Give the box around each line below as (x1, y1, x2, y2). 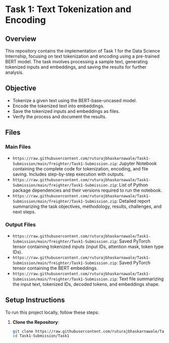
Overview (5, 34, 37, 43)
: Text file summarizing (117, 276, 164, 282)
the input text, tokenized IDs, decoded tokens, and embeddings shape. (12, 281, 160, 287)
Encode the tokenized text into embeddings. (12, 103, 104, 109)
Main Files (5, 143, 31, 150)
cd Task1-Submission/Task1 (12, 333, 70, 338)
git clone (12, 329, 34, 334)
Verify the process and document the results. (12, 113, 107, 119)
